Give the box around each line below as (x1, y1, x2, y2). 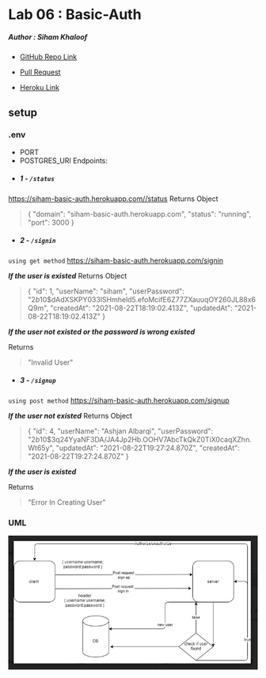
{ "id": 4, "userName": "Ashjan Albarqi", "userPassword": (27, 426, 214, 436)
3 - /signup (19, 376, 57, 385)
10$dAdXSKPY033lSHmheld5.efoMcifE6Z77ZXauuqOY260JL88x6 (39, 294, 256, 304)
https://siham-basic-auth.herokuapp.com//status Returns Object (8, 194, 218, 203)
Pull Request (19, 67, 61, 77)
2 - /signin (19, 236, 56, 245)
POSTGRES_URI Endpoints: (19, 156, 108, 165)
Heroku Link (19, 83, 59, 93)
